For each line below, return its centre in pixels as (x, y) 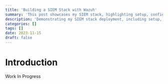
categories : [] (21, 24)
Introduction (31, 62)
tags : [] (14, 28)
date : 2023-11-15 (23, 33)
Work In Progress (23, 76)
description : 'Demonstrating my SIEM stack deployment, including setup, (84, 19)
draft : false (19, 38)
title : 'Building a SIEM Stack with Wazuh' (51, 10)
